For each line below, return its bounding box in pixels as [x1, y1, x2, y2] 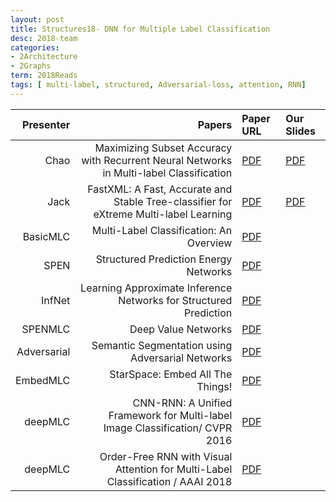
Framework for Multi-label [108, 408, 233, 422]
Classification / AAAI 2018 [106, 474, 233, 488]
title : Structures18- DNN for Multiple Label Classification [10, 24, 271, 34]
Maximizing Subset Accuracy [94, 141, 233, 155]
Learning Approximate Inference [80, 281, 233, 295]
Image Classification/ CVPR [103, 421, 233, 435]
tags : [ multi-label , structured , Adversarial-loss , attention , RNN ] [10, 80, 307, 90]
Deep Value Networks [129, 322, 233, 336]
